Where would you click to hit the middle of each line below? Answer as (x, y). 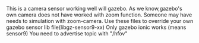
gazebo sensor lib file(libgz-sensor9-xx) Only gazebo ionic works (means (96, 27)
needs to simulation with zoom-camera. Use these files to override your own (100, 21)
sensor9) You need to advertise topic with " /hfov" (67, 34)
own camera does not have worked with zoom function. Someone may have (99, 15)
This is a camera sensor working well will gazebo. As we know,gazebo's (94, 9)
